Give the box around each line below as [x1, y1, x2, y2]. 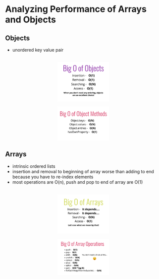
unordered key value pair [12, 47, 63, 53]
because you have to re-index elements [12, 174, 94, 180]
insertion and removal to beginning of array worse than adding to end [12, 168, 155, 174]
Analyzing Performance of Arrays [5, 3, 147, 15]
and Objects [5, 14, 56, 25]
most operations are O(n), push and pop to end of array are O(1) [12, 179, 143, 185]
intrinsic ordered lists [12, 163, 55, 169]
